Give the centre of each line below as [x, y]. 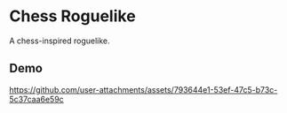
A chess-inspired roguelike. [60, 41]
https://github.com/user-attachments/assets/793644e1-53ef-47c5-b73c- [143, 89]
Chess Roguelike [72, 16]
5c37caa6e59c [36, 99]
